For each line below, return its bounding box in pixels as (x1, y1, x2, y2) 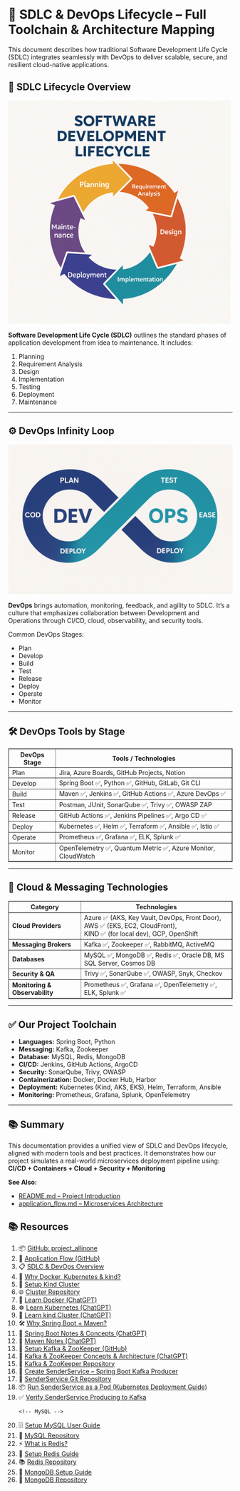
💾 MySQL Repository (18, 1431, 80, 1440)
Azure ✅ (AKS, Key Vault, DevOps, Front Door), (83, 913, 221, 921)
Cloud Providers (12, 921, 61, 930)
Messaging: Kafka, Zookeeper (18, 1045, 109, 1053)
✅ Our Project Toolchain (8, 1019, 117, 1031)
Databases (12, 955, 45, 964)
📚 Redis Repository (18, 1457, 77, 1466)
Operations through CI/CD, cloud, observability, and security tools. (8, 617, 204, 625)
